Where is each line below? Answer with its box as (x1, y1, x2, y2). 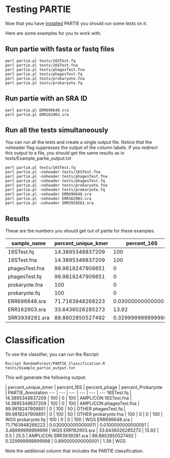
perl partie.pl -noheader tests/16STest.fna (5, 170, 101, 175)
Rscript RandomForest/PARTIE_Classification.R (5, 361, 105, 366)
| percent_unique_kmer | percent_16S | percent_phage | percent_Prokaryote (5, 384, 163, 391)
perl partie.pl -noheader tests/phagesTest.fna (5, 174, 108, 179)
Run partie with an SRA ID (5, 94, 88, 103)
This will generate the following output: (5, 374, 87, 380)
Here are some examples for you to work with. (5, 30, 102, 36)
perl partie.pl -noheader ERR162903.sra (5, 196, 92, 201)
